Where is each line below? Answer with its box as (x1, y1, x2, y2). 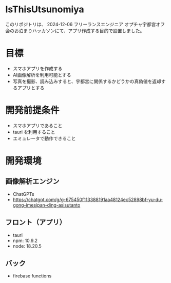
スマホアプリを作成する (12, 65, 63, 71)
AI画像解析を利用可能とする (12, 72, 71, 78)
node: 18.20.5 (12, 242, 42, 249)
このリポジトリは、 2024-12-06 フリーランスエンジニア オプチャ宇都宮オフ (5, 21, 165, 27)
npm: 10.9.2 (12, 237, 37, 244)
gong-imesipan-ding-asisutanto (12, 201, 81, 208)
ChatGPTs (12, 191, 34, 197)
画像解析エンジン (5, 177, 60, 186)
